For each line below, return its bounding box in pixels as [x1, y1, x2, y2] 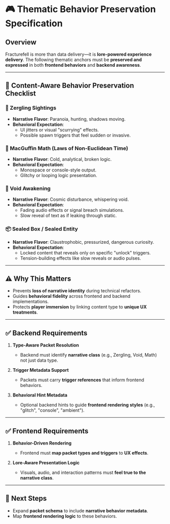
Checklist [5, 89, 36, 98]
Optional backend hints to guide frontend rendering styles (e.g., [20, 402, 155, 408]
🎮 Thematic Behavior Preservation [5, 4, 156, 15]
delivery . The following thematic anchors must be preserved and [5, 57, 142, 63]
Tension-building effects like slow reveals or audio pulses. [20, 255, 141, 261]
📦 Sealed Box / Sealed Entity [5, 226, 78, 233]
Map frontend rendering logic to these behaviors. [12, 513, 117, 519]
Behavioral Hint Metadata [12, 392, 67, 398]
